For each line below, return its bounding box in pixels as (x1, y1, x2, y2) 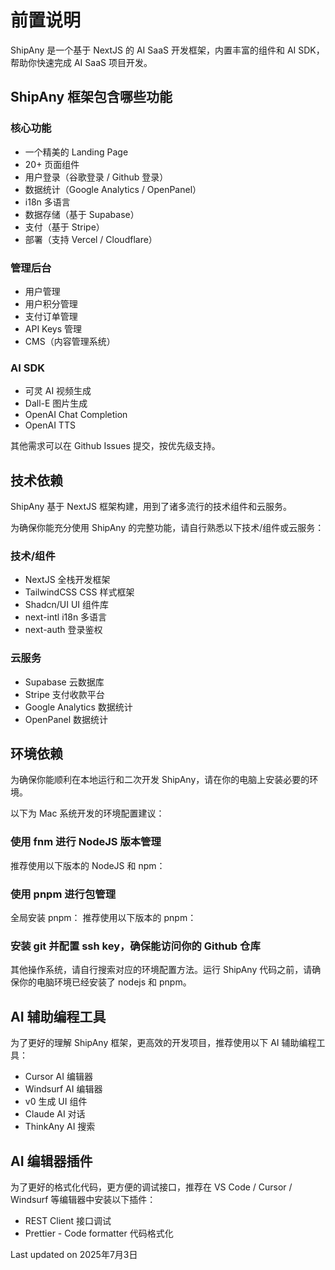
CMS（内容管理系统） (24, 335, 116, 347)
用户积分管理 (24, 297, 78, 310)
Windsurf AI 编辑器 (24, 1083, 103, 1095)
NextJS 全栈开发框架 (24, 574, 111, 586)
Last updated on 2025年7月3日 (10, 1248, 138, 1260)
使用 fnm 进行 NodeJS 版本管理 (10, 835, 162, 849)
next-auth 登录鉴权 (24, 624, 103, 636)
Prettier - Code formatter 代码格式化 (24, 1227, 174, 1239)
